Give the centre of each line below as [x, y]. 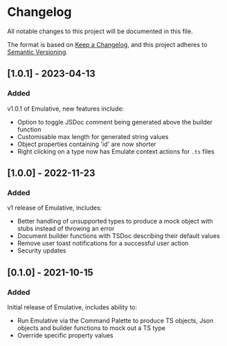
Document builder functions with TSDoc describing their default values [118, 236]
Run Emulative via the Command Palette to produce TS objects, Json [115, 320]
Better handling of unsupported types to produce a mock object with [115, 221]
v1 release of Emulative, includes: [55, 208]
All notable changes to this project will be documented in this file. [100, 31]
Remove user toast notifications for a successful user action [103, 244]
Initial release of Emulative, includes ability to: [72, 307]
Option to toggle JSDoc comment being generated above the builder [115, 122]
